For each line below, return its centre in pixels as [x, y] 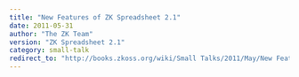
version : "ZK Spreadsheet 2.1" [67, 42]
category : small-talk [49, 50]
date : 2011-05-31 [41, 26]
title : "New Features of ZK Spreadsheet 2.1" [95, 17]
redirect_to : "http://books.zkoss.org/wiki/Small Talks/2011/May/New [141, 58]
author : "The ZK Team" [51, 34]
